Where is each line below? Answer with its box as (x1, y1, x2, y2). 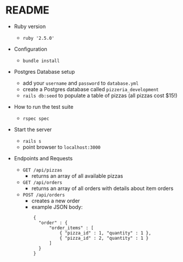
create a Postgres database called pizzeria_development (22, 85, 159, 92)
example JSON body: (31, 203, 83, 211)
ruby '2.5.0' (22, 35, 55, 41)
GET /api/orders (22, 180, 63, 185)
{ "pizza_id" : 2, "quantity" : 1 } (59, 235, 149, 241)
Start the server (13, 126, 52, 133)
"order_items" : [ (49, 225, 94, 231)
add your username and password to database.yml (22, 80, 139, 87)
